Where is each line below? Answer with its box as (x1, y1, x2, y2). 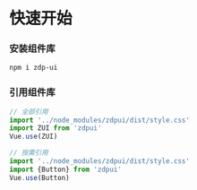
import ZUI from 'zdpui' (9, 124, 102, 133)
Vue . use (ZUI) (9, 132, 58, 142)
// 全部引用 (9, 107, 49, 117)
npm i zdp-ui (9, 64, 58, 73)
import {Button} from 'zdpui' (9, 165, 123, 174)
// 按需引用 (9, 149, 49, 158)
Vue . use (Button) (9, 173, 70, 182)
